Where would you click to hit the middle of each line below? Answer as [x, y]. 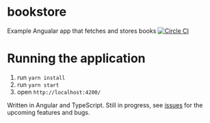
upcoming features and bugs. [49, 112]
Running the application [76, 58]
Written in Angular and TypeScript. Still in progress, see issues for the [105, 105]
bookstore [37, 12]
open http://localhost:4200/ [59, 92]
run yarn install [41, 77]
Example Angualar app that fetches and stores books [82, 31]
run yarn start [38, 84]
